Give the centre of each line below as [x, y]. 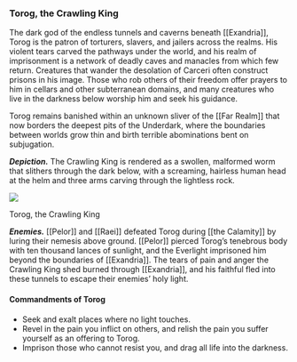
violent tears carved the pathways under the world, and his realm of [133, 52]
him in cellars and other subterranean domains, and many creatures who [142, 89]
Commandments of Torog [58, 299]
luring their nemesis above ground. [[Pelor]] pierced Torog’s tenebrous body [148, 241]
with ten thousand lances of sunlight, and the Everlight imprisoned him [138, 251]
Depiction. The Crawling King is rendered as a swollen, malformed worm [142, 162]
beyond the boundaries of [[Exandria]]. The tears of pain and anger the [139, 260]
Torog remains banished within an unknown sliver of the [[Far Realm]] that [145, 116]
